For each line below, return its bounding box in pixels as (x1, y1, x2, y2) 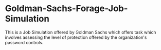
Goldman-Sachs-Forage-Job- (5, 3, 128, 14)
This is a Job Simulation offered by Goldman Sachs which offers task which (5, 29, 157, 35)
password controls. (5, 39, 44, 45)
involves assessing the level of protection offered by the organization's (5, 34, 147, 40)
